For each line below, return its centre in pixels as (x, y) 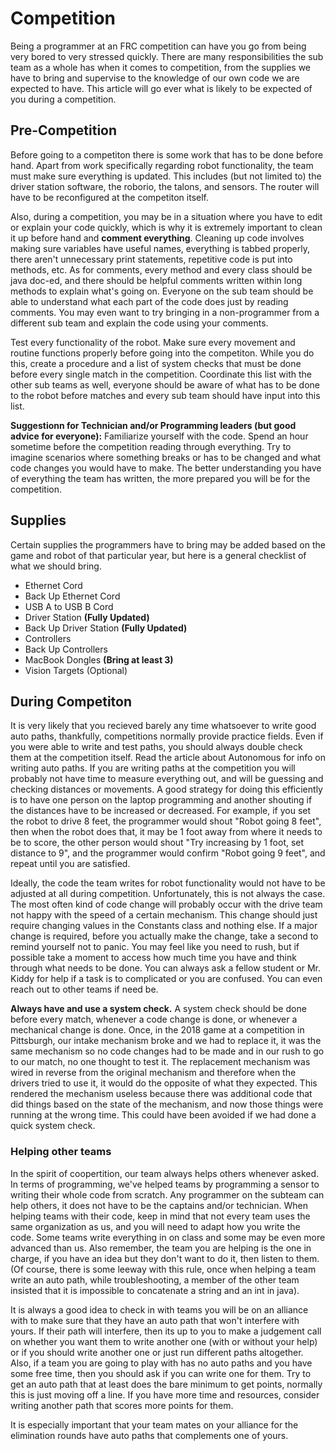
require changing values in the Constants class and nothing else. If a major (164, 926)
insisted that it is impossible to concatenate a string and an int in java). (155, 1290)
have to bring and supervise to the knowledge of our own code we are (155, 78)
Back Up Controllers (66, 649)
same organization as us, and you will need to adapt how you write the (155, 1226)
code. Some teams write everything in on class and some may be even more (168, 1237)
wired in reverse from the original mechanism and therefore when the (153, 1073)
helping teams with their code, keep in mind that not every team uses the (160, 1216)
